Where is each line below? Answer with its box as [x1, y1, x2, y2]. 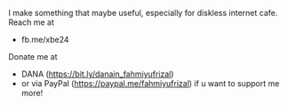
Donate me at [8, 52, 58, 61]
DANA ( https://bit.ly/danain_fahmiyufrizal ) [20, 69, 174, 79]
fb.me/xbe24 [20, 35, 69, 44]
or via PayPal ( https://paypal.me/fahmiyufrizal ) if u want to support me [20, 78, 280, 88]
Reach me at [8, 17, 54, 28]
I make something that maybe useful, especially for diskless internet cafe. [8, 8, 278, 18]
